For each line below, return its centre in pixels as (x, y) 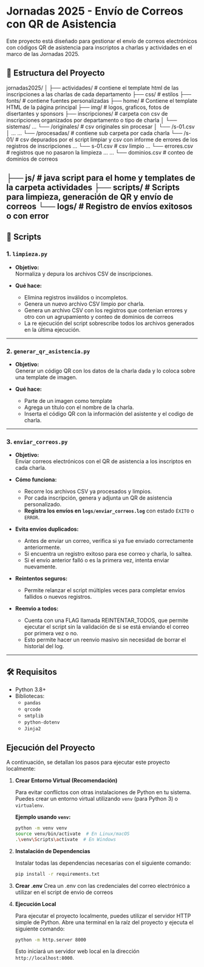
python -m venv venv (41, 828)
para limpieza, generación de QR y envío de (90, 197)
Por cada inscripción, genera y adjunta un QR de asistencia (98, 498)
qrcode (32, 710)
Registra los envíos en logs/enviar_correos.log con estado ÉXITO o (109, 511)
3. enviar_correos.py (37, 442)
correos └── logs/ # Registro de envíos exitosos (99, 207)
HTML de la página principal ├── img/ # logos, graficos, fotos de (88, 107)
